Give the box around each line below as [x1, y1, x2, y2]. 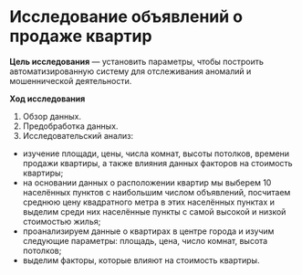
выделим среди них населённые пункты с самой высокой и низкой [22, 206, 286, 217]
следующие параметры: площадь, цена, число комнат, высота [22, 235, 268, 246]
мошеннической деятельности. [9, 75, 132, 86]
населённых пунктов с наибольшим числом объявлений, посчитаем [22, 186, 291, 197]
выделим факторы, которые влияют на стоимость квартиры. [22, 254, 260, 266]
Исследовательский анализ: [22, 130, 134, 141]
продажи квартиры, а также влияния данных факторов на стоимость [22, 157, 294, 168]
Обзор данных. [22, 111, 82, 122]
